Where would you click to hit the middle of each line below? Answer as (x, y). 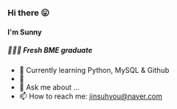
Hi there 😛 (28, 13)
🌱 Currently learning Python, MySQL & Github (94, 71)
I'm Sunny (25, 32)
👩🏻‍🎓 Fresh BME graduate (50, 50)
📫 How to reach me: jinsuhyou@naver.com (91, 96)
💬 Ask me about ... (49, 87)
